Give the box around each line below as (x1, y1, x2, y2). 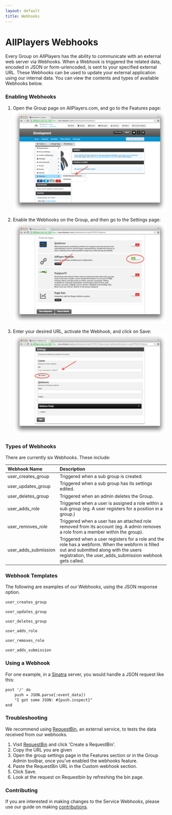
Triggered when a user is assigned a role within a (59, 500, 163, 506)
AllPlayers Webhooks (5, 36, 99, 48)
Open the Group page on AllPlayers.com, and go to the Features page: (12, 105, 161, 111)
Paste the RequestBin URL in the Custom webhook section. (12, 763, 137, 769)
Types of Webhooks (5, 443, 56, 450)
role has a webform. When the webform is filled (59, 542, 160, 548)
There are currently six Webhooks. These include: (5, 455, 111, 461)
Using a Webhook (5, 659, 50, 667)
